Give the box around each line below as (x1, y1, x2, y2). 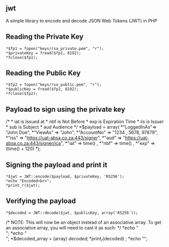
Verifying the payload (6, 196, 76, 206)
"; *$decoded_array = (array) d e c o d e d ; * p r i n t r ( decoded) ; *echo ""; (6, 235, 148, 243)
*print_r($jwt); (6, 183, 40, 188)
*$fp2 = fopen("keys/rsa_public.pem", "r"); (6, 82, 102, 87)
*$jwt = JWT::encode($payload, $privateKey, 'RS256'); (6, 174, 125, 179)
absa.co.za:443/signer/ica (6, 140, 61, 146)
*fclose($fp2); (6, 91, 38, 96)
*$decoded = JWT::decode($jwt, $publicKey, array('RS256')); (6, 210, 138, 215)
